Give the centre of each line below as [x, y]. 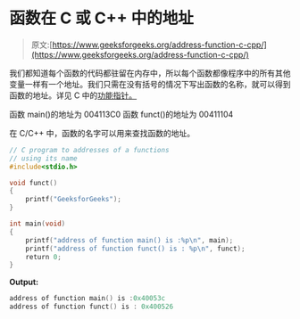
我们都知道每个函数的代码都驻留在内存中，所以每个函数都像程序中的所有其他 [150, 73]
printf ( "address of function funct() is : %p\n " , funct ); [135, 249]
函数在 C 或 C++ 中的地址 [101, 18]
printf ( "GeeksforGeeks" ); [74, 200]
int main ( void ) [37, 224]
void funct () [33, 183]
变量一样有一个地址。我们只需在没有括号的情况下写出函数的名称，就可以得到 [150, 84]
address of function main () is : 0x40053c [87, 299]
